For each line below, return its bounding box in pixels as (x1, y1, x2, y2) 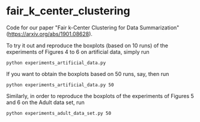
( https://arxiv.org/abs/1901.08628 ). (6, 30, 93, 37)
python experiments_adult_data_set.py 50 (6, 110, 112, 116)
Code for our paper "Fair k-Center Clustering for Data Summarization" (6, 24, 180, 31)
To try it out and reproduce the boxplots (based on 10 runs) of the (6, 42, 169, 49)
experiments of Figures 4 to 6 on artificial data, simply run (6, 48, 150, 55)
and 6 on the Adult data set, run (6, 99, 85, 106)
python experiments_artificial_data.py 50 (6, 82, 114, 88)
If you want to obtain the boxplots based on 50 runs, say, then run (6, 70, 169, 77)
